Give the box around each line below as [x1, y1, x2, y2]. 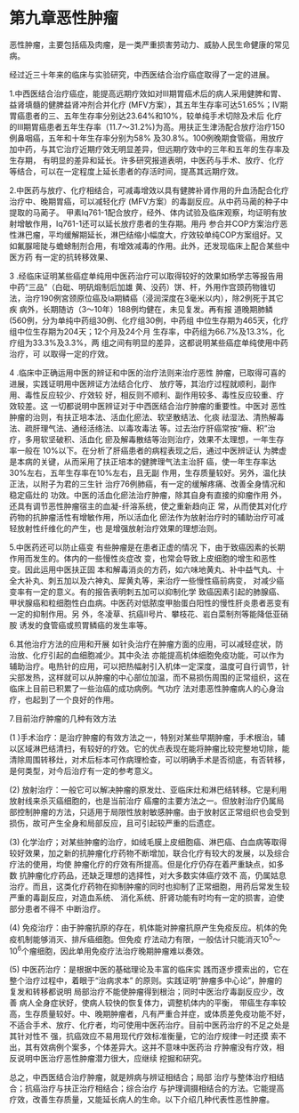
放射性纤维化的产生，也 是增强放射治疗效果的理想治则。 [16, 522, 222, 534]
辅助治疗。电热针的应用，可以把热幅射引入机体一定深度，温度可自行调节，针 [9, 660, 290, 672]
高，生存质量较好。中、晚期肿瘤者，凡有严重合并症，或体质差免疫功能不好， [9, 1009, 290, 1020]
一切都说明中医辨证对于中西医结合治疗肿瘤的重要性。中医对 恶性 [50, 400, 287, 411]
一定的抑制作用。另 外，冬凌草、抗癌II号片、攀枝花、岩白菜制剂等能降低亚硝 [9, 609, 289, 619]
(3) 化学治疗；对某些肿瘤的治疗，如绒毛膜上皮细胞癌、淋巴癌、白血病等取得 [9, 836, 287, 847]
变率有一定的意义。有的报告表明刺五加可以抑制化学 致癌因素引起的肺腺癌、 [9, 586, 285, 597]
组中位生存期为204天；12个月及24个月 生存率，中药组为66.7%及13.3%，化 [9, 326, 285, 336]
